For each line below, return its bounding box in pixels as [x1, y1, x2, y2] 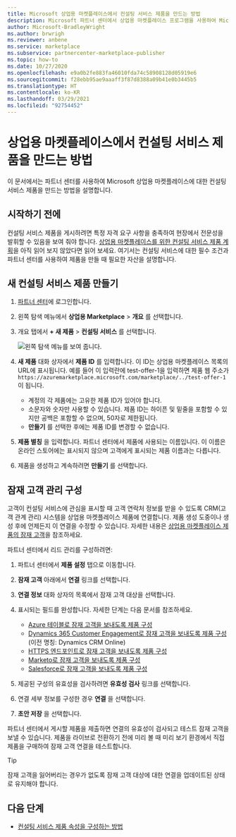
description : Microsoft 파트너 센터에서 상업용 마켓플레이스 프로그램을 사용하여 [7, 17, 216, 24]
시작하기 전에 [7, 209, 61, 221]
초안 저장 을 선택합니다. [17, 709, 82, 718]
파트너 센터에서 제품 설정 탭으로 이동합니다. [17, 561, 136, 569]
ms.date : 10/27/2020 [7, 63, 68, 70]
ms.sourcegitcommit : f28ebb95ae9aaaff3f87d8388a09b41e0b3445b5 [7, 75, 197, 83]
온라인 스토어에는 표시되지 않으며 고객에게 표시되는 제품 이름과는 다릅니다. [17, 446, 221, 455]
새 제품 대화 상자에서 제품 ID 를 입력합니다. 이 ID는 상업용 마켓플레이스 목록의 [17, 358, 229, 366]
